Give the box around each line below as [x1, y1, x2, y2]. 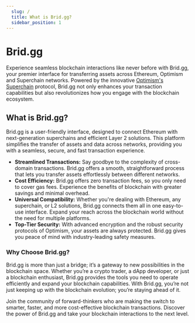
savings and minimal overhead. [14, 189, 90, 197]
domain [14, 165, 33, 172]
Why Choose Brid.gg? [6, 248, 70, 257]
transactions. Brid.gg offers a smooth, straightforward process [34, 165, 184, 172]
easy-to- [162, 202, 183, 209]
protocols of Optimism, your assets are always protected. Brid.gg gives [14, 227, 186, 234]
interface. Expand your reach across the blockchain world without [25, 208, 184, 215]
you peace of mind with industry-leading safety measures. [14, 234, 156, 241]
